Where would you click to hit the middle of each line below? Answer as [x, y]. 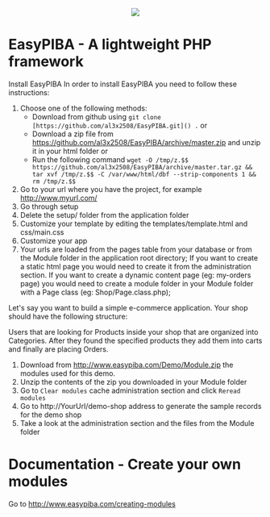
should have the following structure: [68, 316]
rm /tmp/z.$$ [54, 181]
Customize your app [54, 240]
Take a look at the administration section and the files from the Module [137, 423]
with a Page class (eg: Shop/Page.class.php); [95, 292]
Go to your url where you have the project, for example [111, 189]
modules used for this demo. [67, 373]
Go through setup [49, 206]
